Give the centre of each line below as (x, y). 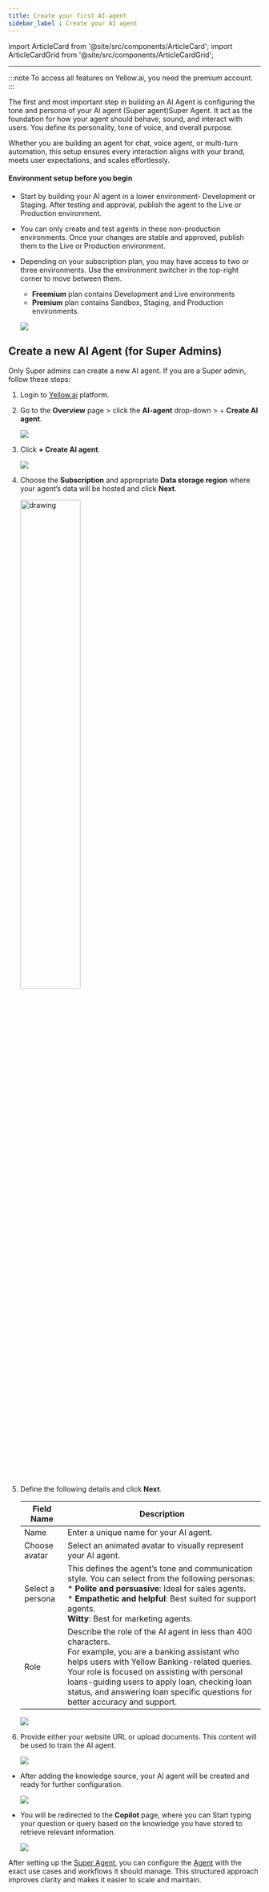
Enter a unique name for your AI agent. (140, 1532)
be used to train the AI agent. (68, 1745)
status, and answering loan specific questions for (160, 1691)
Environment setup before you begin (70, 178)
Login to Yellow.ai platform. (64, 395)
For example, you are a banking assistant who (154, 1651)
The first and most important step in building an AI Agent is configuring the (132, 102)
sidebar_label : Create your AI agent (73, 23)
